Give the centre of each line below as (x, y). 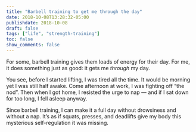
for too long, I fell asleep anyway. (47, 98)
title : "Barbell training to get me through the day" (74, 12)
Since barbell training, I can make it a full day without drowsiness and (91, 110)
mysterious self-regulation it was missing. (57, 122)
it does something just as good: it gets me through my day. (78, 68)
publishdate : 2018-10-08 (37, 23)
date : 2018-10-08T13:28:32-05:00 (48, 17)
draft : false (22, 28)
